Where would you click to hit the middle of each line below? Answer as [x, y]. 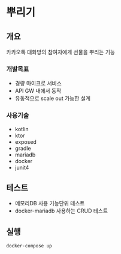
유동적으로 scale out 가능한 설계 [53, 98]
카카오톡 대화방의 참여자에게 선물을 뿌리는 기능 [61, 52]
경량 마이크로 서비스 [38, 83]
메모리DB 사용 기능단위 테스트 [50, 203]
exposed [26, 141]
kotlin [22, 129]
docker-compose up [29, 246]
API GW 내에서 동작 [38, 91]
